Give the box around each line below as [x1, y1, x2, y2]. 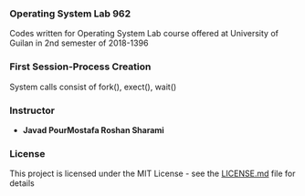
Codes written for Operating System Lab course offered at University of [9, 28, 279, 39]
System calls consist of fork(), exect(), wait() [9, 81, 177, 92]
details [9, 178, 35, 189]
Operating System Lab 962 [9, 7, 131, 20]
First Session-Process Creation [9, 60, 152, 73]
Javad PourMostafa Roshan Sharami [22, 124, 164, 135]
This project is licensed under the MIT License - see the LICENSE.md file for [9, 168, 296, 180]
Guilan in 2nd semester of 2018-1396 [9, 37, 149, 48]
